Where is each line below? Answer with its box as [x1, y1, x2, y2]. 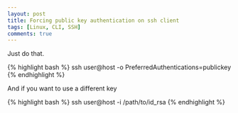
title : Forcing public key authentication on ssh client [7, 17, 180, 24]
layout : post [7, 10, 46, 18]
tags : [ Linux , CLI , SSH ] [7, 23, 81, 30]
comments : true [7, 30, 53, 37]
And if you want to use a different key [7, 84, 117, 93]
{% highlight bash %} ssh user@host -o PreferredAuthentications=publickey [7, 63, 232, 71]
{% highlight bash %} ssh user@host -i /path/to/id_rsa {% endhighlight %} [7, 98, 225, 107]
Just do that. [7, 49, 45, 58]
